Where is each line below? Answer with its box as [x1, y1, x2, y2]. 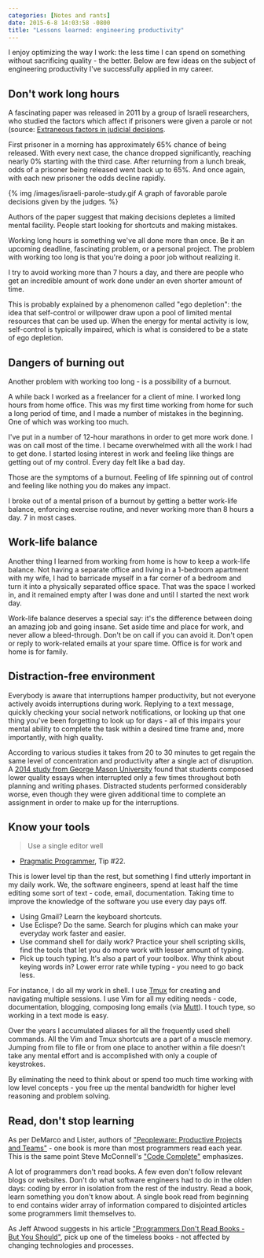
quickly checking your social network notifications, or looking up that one [8, 707, 246, 716]
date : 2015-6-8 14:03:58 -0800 [8, 19, 111, 27]
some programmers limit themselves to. [8, 1208, 137, 1219]
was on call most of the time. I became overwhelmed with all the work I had [8, 441, 252, 450]
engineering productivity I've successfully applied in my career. [8, 64, 214, 74]
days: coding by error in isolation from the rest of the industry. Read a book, [8, 1184, 254, 1194]
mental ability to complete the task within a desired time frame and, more [8, 724, 245, 734]
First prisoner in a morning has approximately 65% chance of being [8, 140, 226, 149]
